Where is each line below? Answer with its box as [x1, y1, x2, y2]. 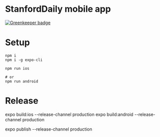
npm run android [5, 79, 38, 84]
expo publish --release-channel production [5, 126, 92, 132]
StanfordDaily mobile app [5, 3, 111, 15]
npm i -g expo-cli [5, 57, 43, 62]
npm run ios [5, 66, 29, 71]
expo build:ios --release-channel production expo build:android [5, 111, 133, 117]
